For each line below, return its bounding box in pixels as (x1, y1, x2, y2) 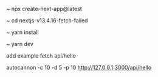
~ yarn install (6, 28, 39, 36)
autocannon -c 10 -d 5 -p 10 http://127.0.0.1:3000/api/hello (6, 64, 152, 71)
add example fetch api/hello (6, 52, 76, 59)
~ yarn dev (6, 41, 33, 47)
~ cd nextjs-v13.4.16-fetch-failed (6, 17, 88, 24)
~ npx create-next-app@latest (6, 5, 82, 12)
